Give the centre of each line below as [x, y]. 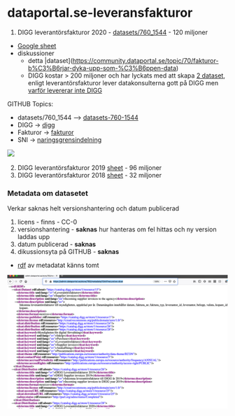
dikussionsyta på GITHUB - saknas [68, 252]
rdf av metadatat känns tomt [58, 265]
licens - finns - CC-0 [47, 222]
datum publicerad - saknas [57, 244]
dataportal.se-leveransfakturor [100, 13]
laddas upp [34, 237]
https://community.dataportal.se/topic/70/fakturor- [145, 60]
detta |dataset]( [50, 60]
